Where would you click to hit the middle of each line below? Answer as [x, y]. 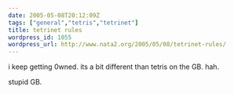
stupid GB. [25, 82]
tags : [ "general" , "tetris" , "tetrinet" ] [73, 23]
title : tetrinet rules [45, 30]
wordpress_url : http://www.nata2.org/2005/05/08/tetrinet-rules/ [117, 45]
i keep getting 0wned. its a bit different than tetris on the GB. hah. [114, 67]
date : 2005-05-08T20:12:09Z [54, 15]
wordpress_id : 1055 [40, 37]
